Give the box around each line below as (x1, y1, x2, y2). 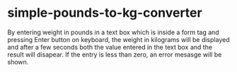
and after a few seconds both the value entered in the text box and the (7, 43, 213, 51)
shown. (7, 57, 29, 66)
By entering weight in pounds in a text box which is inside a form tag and (7, 28, 219, 36)
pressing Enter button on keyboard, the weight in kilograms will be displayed (7, 35, 230, 43)
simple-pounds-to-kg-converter (7, 5, 203, 21)
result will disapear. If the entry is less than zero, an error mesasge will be (7, 50, 222, 59)
